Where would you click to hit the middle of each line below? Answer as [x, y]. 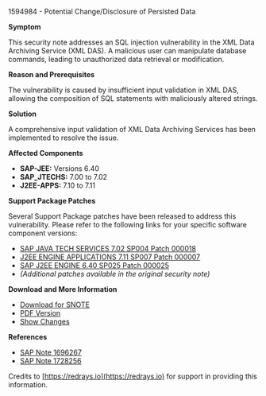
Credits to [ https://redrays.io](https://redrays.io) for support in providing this [133, 376]
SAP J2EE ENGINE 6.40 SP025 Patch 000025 [94, 265]
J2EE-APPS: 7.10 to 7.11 [57, 185]
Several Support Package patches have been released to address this [122, 216]
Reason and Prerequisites [52, 74]
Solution [23, 114]
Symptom [25, 27]
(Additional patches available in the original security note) [115, 274]
